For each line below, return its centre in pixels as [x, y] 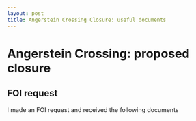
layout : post [26, 13]
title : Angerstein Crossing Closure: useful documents [87, 20]
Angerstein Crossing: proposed [98, 54]
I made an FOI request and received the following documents [93, 109]
